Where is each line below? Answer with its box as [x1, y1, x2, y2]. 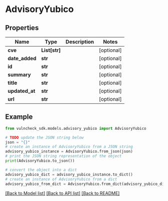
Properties [5, 24, 39, 32]
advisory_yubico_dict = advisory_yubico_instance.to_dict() [5, 172, 133, 177]
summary [7, 71, 31, 78]
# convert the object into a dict [5, 167, 77, 172]
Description [65, 39, 94, 45]
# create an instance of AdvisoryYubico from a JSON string [5, 144, 133, 149]
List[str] [41, 47, 61, 54]
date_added [7, 55, 36, 62]
